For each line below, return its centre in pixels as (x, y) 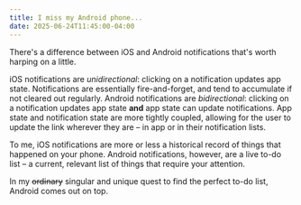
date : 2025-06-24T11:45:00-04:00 (72, 26)
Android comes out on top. (59, 191)
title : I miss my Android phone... (76, 18)
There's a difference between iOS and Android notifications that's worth (143, 51)
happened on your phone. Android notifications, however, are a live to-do (146, 154)
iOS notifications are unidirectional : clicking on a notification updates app (145, 79)
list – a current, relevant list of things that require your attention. (128, 163)
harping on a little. (43, 61)
